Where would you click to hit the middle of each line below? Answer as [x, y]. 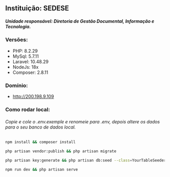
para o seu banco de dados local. [40, 127]
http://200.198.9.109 [33, 97]
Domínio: [17, 85]
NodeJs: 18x [26, 67]
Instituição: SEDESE [37, 8]
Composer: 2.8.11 [30, 72]
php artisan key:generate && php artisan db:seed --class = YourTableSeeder [86, 160]
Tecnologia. [18, 26]
